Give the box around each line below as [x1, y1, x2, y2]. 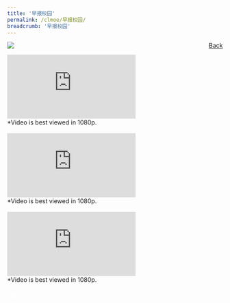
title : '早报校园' [7, 10, 56, 17]
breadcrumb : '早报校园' [7, 23, 71, 29]
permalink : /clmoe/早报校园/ [7, 16, 86, 23]
